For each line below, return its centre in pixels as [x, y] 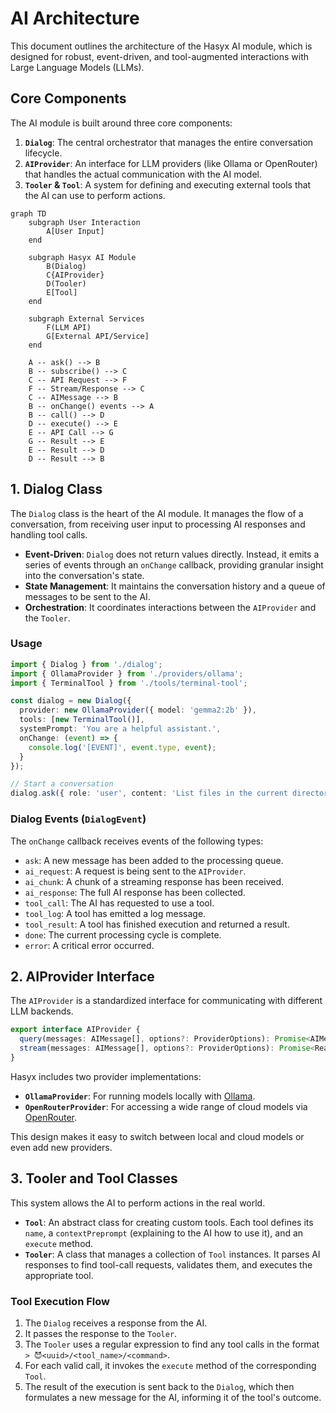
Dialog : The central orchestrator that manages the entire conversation [169, 142]
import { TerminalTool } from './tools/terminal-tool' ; [129, 683]
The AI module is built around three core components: [121, 123]
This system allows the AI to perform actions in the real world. [138, 1203]
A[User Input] [75, 231]
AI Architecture [75, 18]
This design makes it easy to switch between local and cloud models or [157, 1136]
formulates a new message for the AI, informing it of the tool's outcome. [173, 1397]
